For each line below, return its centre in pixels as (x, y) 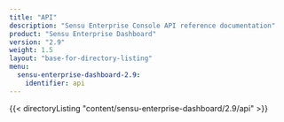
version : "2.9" (37, 42)
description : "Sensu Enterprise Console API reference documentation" (142, 26)
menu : (19, 67)
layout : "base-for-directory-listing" (81, 58)
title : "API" (33, 17)
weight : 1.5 (31, 50)
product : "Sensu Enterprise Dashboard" (83, 34)
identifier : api (55, 83)
